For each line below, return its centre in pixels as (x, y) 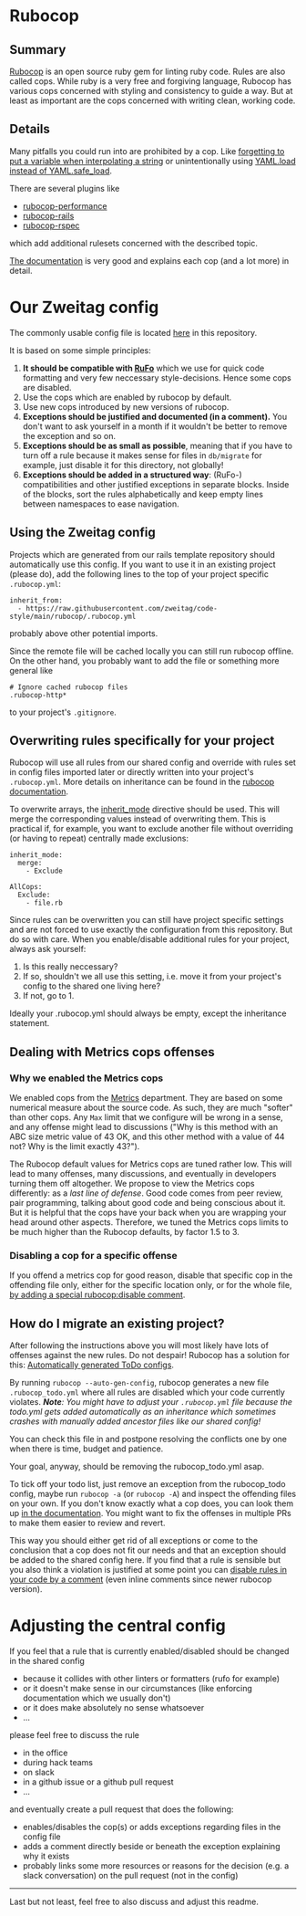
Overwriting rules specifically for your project (142, 740)
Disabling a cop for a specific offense (93, 1255)
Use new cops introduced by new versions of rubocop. (126, 406)
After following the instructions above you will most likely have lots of (139, 1345)
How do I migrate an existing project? (117, 1323)
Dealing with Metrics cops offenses (112, 1052)
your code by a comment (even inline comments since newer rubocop (141, 1579)
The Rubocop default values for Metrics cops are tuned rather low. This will (151, 1164)
